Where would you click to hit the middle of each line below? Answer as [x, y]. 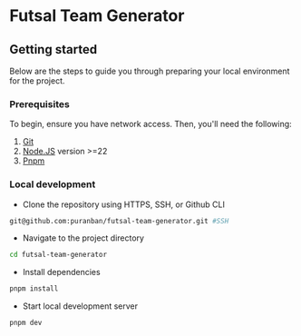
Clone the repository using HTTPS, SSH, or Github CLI [123, 204]
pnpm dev [26, 323]
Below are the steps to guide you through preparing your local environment [150, 71]
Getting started [53, 49]
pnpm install [34, 289]
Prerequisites [39, 104]
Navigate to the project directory [83, 238]
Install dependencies [62, 272]
